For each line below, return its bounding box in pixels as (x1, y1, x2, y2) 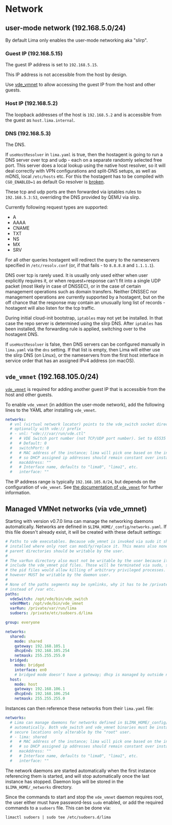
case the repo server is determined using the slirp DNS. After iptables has (5, 320, 163, 326)
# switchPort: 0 (10, 445, 50, 451)
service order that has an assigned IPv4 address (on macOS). (5, 358, 136, 364)
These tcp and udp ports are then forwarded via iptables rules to (5, 189, 142, 195)
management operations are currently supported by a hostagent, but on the (5, 294, 165, 300)
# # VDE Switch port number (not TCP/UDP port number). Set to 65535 (10, 436, 166, 441)
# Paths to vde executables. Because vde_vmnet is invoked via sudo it (5, 539, 161, 545)
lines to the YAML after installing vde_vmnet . (5, 407, 97, 413)
